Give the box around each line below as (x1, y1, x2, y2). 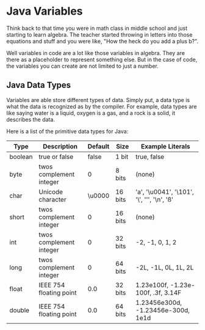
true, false (135, 152, 165, 161)
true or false (38, 152, 74, 161)
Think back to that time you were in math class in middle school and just (6, 24, 188, 32)
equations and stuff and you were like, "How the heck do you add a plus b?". (6, 37, 199, 45)
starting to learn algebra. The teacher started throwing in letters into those (6, 31, 193, 38)
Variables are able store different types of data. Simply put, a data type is (6, 96, 190, 103)
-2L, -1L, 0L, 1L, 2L (135, 263, 194, 271)
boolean (9, 152, 33, 161)
